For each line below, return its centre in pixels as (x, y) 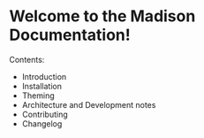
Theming (38, 96)
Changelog (42, 123)
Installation (42, 86)
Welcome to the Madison (102, 16)
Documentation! (70, 35)
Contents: (27, 59)
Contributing (45, 114)
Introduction (44, 76)
